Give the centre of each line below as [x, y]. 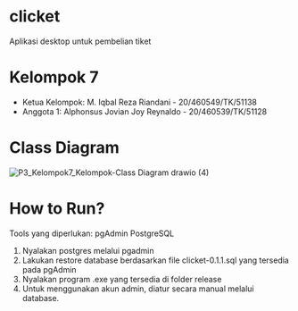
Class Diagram [65, 148]
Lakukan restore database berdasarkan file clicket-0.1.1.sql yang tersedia [156, 260]
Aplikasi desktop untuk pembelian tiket [80, 41]
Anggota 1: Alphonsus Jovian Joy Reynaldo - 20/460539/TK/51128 [145, 111]
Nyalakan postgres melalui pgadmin [88, 250]
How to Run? [57, 208]
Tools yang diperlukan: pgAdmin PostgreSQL [92, 233]
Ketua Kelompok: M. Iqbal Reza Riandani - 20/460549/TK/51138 [139, 102]
